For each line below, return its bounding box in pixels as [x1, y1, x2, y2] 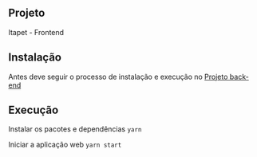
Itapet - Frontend [8, 27, 65, 37]
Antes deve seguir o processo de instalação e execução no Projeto [8, 72, 228, 81]
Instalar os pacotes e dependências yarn [8, 124, 142, 134]
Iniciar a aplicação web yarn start [8, 139, 122, 150]
